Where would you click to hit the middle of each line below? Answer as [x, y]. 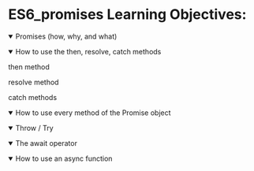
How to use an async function [64, 158]
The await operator [46, 143]
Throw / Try [34, 128]
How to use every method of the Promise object [93, 113]
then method [29, 67]
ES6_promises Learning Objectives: [127, 15]
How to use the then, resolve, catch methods [88, 51]
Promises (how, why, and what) [66, 36]
